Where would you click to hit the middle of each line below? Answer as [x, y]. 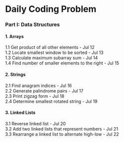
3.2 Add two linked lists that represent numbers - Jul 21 [62, 129]
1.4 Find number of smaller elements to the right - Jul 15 [62, 63]
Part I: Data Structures [32, 25]
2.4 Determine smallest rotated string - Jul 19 [51, 101]
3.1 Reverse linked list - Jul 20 [35, 123]
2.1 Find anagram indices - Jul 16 [38, 86]
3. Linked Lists [20, 113]
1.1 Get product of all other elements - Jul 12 [50, 47]
